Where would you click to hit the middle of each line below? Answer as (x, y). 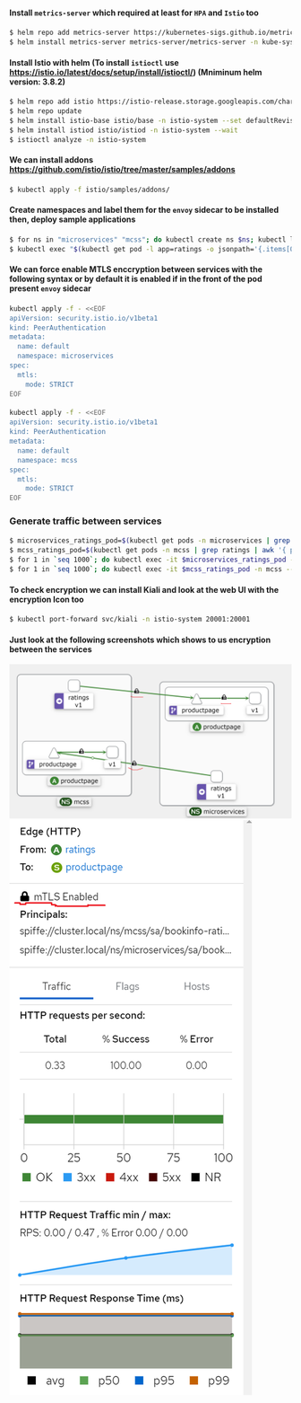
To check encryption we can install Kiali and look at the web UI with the (144, 589)
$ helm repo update (46, 111)
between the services (51, 649)
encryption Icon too (47, 599)
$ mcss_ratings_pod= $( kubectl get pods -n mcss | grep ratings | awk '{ (148, 551)
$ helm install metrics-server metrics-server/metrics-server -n (133, 42)
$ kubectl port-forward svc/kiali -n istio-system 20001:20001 (130, 620)
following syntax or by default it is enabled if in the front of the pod (136, 279)
